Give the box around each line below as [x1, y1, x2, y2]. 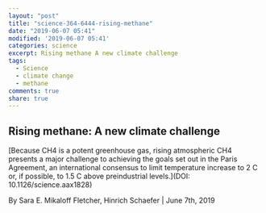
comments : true [8, 86, 60, 95]
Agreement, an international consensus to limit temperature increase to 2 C [8, 163, 258, 173]
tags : [8, 57, 27, 65]
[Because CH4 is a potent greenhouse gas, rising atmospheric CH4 [8, 146, 232, 156]
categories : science [8, 42, 78, 50]
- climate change [15, 72, 74, 80]
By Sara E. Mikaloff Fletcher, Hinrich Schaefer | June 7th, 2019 [8, 195, 215, 206]
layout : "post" [8, 11, 60, 20]
